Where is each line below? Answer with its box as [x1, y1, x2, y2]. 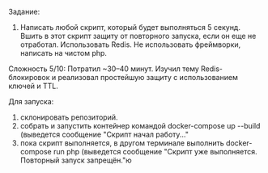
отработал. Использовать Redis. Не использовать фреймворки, [19, 40, 241, 49]
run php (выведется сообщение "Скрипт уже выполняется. [53, 147, 257, 156]
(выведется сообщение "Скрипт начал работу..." [19, 129, 189, 139]
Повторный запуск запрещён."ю [19, 155, 132, 165]
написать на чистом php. [19, 49, 108, 57]
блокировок [8, 73, 50, 82]
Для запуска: [8, 97, 54, 106]
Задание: [8, 7, 40, 16]
